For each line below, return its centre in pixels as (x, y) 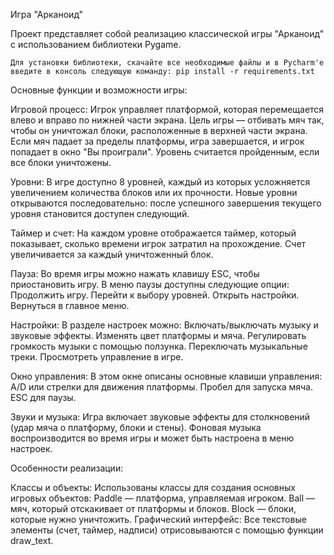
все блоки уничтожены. (61, 162)
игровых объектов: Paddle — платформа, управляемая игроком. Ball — (163, 498)
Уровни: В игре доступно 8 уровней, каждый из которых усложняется (160, 182)
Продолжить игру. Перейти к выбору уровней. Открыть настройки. (155, 295)
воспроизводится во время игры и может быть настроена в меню (152, 438)
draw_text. (32, 540)
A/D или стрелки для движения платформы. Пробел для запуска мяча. (161, 387)
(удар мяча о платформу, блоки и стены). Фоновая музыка (136, 427)
